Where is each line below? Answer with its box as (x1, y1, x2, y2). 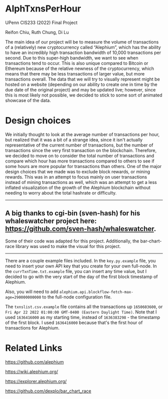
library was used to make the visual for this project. (15, 243, 121, 249)
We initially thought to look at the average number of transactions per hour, (5, 131, 160, 137)
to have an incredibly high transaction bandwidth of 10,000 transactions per (5, 49, 161, 55)
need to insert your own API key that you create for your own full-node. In (5, 263, 157, 269)
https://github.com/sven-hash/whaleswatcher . (5, 224, 156, 233)
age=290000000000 (5, 294, 41, 300)
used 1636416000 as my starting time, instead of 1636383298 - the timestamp (5, 314, 160, 320)
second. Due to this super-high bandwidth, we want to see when (5, 54, 138, 60)
